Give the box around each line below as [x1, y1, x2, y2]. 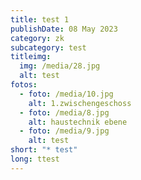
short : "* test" [10, 145, 78, 155]
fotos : [10, 80, 38, 90]
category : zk [10, 33, 65, 43]
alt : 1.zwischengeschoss [28, 98, 132, 108]
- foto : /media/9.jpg [19, 126, 110, 136]
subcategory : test [10, 42, 87, 53]
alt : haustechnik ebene [28, 117, 128, 127]
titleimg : [10, 52, 52, 62]
